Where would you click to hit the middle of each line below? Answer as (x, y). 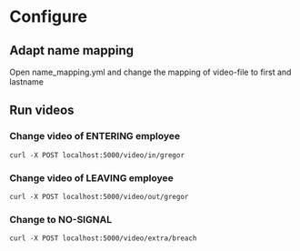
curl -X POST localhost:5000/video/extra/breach (103, 238)
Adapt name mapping (72, 50)
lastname (26, 82)
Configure (49, 17)
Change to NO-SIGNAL (60, 219)
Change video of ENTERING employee (95, 136)
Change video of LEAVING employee (92, 177)
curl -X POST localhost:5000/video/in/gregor (97, 155)
